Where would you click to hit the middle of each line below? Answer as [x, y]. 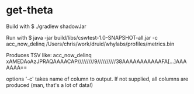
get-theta [30, 10]
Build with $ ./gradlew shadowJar [46, 26]
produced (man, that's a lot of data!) [50, 85]
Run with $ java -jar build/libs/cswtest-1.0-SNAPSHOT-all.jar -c [82, 37]
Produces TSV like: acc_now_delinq [49, 55]
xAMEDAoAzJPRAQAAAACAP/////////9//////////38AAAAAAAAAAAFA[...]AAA [96, 61]
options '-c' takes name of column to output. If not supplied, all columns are [97, 79]
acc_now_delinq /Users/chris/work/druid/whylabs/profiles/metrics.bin [90, 44]
